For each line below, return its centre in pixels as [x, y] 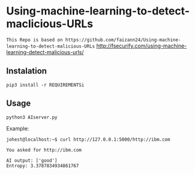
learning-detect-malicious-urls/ [45, 52]
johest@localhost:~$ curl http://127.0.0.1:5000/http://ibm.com [88, 140]
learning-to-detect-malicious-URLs [51, 46]
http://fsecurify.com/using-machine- [142, 46]
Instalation [26, 71]
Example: [18, 128]
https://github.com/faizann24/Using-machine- [123, 40]
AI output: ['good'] [32, 161]
